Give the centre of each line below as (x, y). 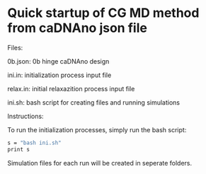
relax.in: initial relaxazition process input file (71, 88)
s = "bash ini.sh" (34, 143)
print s (19, 149)
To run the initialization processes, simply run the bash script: (97, 129)
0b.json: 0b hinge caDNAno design (58, 61)
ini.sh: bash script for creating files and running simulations (94, 102)
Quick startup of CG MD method (103, 13)
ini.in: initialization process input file (59, 75)
